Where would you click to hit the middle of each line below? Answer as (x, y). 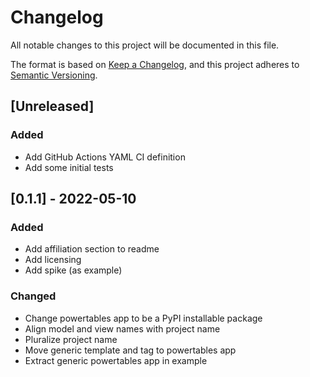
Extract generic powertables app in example (116, 360)
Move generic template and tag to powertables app (130, 350)
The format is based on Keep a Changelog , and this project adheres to (155, 64)
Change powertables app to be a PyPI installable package (143, 318)
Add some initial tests (69, 167)
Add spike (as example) (73, 270)
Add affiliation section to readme (92, 249)
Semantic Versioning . (54, 75)
